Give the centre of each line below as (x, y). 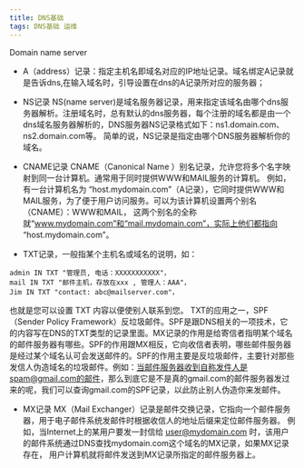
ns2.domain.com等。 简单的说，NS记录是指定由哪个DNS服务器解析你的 (156, 135)
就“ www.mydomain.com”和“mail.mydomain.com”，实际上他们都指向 (150, 223)
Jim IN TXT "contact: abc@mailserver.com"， (94, 292)
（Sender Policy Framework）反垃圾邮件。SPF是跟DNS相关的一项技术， (145, 321)
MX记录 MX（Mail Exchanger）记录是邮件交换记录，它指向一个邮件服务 (157, 409)
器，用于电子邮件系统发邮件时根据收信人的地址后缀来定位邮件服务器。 (154, 420)
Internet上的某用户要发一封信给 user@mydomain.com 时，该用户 (168, 432)
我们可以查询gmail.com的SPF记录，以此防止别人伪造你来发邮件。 (163, 389)
